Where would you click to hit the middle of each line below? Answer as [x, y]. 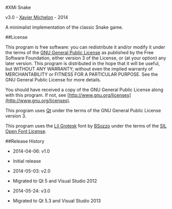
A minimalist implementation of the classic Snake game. [64, 27]
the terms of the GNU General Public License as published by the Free [80, 53]
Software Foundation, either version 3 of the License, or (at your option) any [86, 58]
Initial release [27, 161]
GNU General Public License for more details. [53, 80]
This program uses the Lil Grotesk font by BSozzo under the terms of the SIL [86, 126]
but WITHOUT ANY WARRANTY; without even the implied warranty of [79, 69]
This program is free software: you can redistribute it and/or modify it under [85, 47]
